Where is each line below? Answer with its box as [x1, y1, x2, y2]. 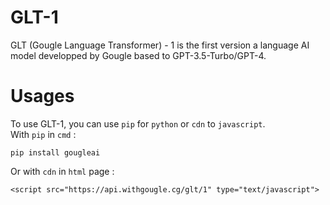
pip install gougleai [10, 147, 101, 158]
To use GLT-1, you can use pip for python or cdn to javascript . [10, 117, 266, 130]
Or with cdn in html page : [10, 165, 115, 177]
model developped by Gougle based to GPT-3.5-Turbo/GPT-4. [10, 49, 267, 61]
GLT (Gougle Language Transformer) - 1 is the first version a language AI [10, 39, 310, 51]
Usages [10, 85, 75, 108]
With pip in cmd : [10, 128, 77, 140]
